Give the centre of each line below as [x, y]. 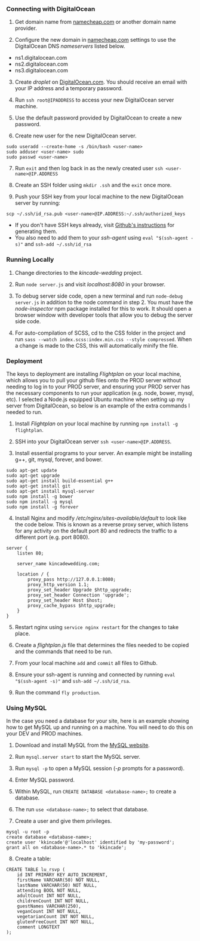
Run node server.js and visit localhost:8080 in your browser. [90, 284]
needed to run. [24, 412]
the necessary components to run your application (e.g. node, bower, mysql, [100, 393]
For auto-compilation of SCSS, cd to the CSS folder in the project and [100, 333]
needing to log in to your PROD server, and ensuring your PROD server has [98, 387]
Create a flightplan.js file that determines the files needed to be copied [102, 645]
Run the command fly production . [58, 692]
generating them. [36, 231]
